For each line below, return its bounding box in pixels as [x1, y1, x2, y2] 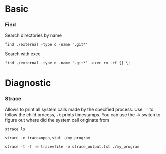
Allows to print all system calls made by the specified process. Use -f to [5, 106, 154, 112]
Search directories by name [5, 32, 62, 38]
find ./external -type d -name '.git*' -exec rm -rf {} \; [5, 61, 131, 66]
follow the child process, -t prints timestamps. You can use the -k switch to [5, 111, 161, 118]
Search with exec [5, 51, 41, 57]
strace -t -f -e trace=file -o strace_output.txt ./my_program [5, 144, 140, 149]
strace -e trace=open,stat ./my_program [5, 135, 91, 140]
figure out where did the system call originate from [5, 117, 110, 123]
